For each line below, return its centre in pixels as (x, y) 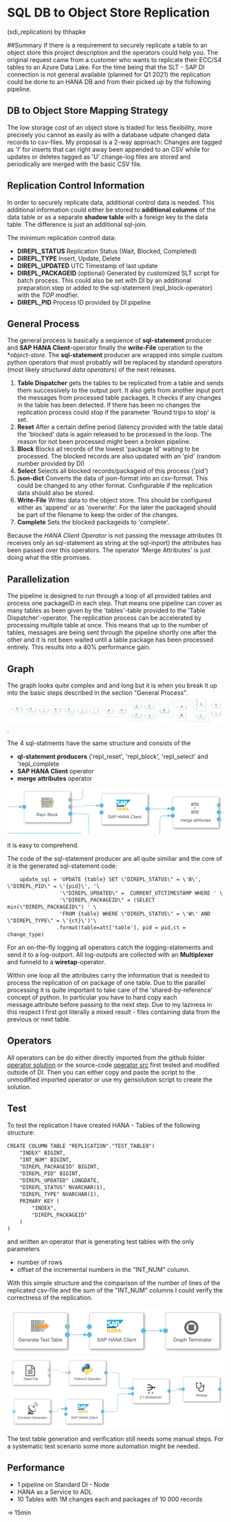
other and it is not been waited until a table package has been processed (110, 640)
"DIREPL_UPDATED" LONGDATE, (59, 1180)
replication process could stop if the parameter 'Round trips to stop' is (116, 412)
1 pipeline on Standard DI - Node (63, 1484)
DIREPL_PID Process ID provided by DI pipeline (84, 302)
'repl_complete (38, 764)
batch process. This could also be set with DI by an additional (104, 280)
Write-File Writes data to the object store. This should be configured (114, 500)
